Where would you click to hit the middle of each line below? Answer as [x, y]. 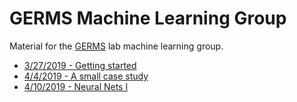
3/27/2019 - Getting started [80, 65]
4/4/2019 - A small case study [86, 76]
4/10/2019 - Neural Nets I [76, 86]
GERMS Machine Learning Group [148, 18]
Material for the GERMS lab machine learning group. [116, 46]
